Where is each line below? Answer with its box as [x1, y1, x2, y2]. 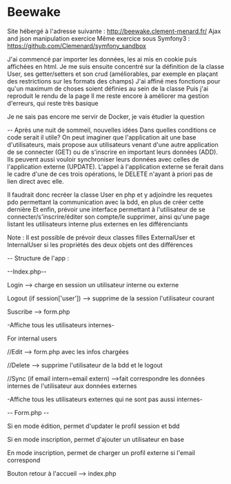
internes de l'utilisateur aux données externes [7, 381, 137, 390]
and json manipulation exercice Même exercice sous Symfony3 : [7, 34, 190, 42]
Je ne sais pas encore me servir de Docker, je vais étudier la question [7, 112, 205, 121]
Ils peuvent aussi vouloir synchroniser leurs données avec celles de [7, 155, 199, 163]
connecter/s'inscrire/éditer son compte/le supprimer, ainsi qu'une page [7, 212, 210, 221]
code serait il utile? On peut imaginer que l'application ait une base [7, 133, 197, 142]
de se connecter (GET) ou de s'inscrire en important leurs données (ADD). [7, 148, 219, 156]
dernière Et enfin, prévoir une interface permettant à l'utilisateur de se [7, 205, 205, 213]
